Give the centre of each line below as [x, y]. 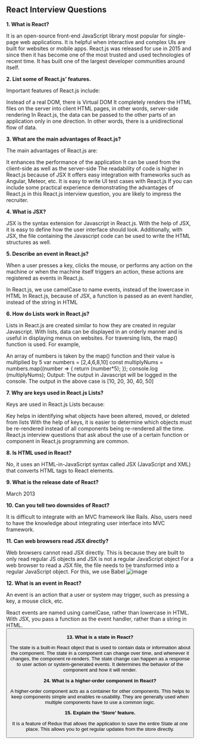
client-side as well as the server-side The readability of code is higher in [95, 168]
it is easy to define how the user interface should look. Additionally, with [94, 230]
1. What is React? [28, 24]
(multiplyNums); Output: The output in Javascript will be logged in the [92, 374]
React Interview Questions [57, 10]
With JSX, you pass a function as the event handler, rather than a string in [96, 619]
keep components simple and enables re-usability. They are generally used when [100, 697]
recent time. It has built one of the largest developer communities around [96, 61]
